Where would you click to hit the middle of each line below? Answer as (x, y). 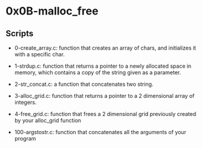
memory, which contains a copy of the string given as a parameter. (98, 72)
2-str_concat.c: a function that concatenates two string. (84, 84)
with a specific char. (39, 54)
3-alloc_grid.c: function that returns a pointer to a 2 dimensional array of (104, 96)
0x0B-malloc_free (52, 11)
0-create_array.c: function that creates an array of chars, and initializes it (105, 48)
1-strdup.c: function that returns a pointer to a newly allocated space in (103, 66)
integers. (25, 102)
